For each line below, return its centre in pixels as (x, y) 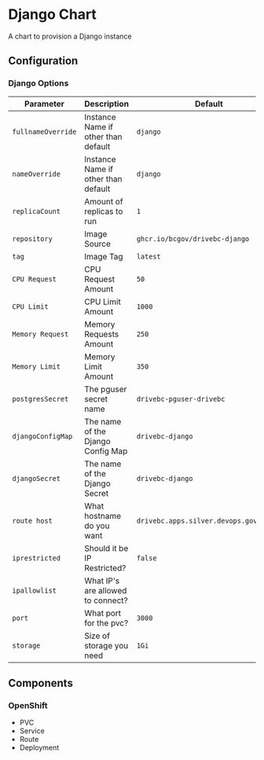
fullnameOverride (44, 132)
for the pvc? (106, 622)
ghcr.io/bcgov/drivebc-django (193, 239)
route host (32, 521)
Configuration (43, 61)
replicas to (103, 211)
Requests (101, 334)
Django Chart (52, 15)
